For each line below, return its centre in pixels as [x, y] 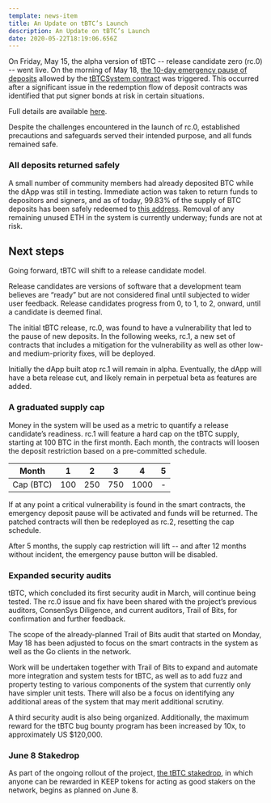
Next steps [36, 251]
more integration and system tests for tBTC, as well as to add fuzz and [125, 675]
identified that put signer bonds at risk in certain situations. [106, 96]
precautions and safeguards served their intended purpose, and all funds [130, 136]
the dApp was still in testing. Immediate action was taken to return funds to [133, 192]
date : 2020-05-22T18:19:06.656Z [63, 38]
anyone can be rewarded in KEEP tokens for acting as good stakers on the [132, 782]
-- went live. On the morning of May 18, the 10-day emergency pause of [128, 70]
